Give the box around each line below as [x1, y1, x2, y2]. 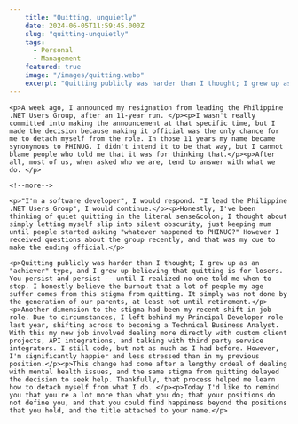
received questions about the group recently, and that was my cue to [9, 235, 276, 244]
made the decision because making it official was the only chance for [9, 126, 279, 136]
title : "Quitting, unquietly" [25, 12, 137, 22]
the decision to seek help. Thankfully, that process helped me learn [9, 374, 276, 384]
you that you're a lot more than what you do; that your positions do [9, 390, 276, 399]
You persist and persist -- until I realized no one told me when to [9, 274, 272, 283]
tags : [25, 37, 46, 47]
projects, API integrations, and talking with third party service [9, 336, 264, 345]
